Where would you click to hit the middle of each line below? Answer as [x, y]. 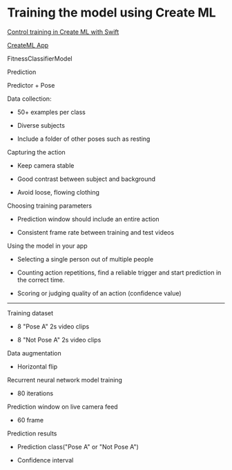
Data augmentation [34, 353]
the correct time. [41, 280]
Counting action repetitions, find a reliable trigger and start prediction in [119, 272]
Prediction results [32, 433]
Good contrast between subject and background [86, 179]
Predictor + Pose [31, 85]
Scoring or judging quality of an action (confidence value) [99, 293]
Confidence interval [45, 460]
